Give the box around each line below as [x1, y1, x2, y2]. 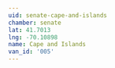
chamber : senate [8, 19, 61, 27]
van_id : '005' [8, 48, 55, 55]
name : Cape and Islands [8, 41, 87, 48]
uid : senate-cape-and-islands [8, 11, 108, 20]
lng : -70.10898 [8, 33, 58, 41]
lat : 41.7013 [8, 26, 51, 34]
